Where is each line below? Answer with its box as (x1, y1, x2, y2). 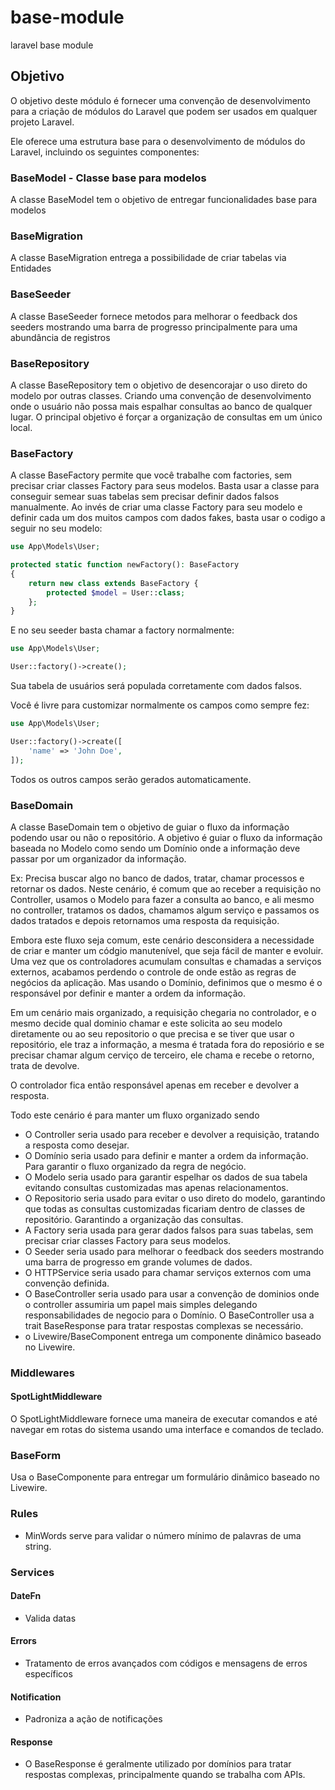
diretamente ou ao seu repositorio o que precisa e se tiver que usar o (10, 1027, 295, 1040)
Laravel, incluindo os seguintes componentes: (10, 146, 200, 158)
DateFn (10, 1590, 42, 1602)
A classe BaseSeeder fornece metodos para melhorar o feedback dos (10, 310, 298, 322)
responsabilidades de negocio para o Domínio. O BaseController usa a (24, 1309, 315, 1321)
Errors (10, 1635, 37, 1647)
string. (24, 1540, 52, 1552)
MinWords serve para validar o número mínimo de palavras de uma (24, 1529, 302, 1541)
